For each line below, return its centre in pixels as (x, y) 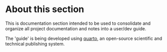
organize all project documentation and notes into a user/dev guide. (76, 28)
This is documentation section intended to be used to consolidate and (78, 23)
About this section (45, 9)
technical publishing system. (35, 43)
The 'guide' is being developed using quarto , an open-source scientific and (84, 38)
